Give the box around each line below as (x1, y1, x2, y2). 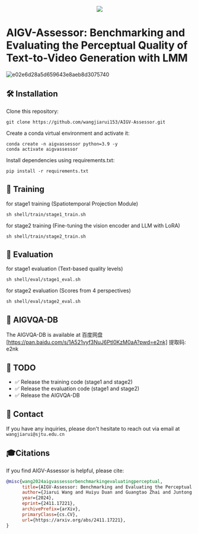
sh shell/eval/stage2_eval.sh (6, 299, 81, 305)
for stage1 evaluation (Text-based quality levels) (6, 265, 123, 273)
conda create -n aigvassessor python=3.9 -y (6, 141, 118, 147)
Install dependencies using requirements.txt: (6, 156, 115, 163)
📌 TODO (6, 362, 36, 372)
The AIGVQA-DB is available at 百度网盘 (6, 331, 103, 339)
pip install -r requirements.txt (6, 168, 89, 174)
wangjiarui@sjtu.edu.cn (6, 431, 65, 437)
